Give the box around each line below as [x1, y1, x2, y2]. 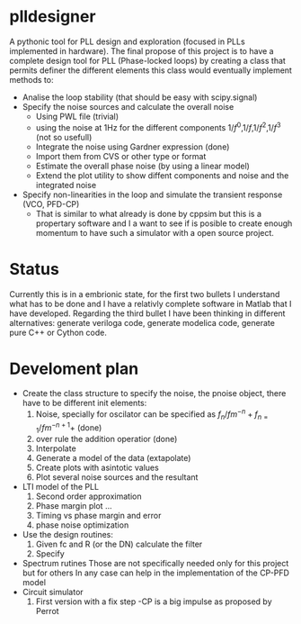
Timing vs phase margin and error [35, 511, 162, 521]
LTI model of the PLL [22, 482, 100, 493]
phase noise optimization [35, 520, 129, 530]
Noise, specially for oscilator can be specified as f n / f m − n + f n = [35, 407, 269, 421]
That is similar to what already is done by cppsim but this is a [35, 208, 262, 219]
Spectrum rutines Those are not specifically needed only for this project [22, 558, 289, 569]
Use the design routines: [22, 529, 114, 540]
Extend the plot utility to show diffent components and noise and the [35, 169, 289, 181]
